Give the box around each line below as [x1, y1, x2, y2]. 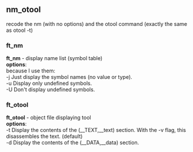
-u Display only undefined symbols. [6, 80, 92, 87]
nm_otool [6, 5, 41, 15]
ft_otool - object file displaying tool [6, 114, 91, 121]
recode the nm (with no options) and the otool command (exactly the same [6, 20, 187, 27]
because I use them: [6, 67, 56, 74]
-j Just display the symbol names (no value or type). [6, 74, 132, 81]
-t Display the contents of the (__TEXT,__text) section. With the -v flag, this [6, 127, 187, 134]
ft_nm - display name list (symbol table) [6, 55, 103, 62]
